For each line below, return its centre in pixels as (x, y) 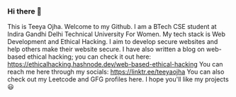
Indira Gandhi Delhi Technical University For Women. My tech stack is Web (116, 34)
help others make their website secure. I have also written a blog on (106, 50)
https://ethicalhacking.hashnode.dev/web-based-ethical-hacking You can (115, 64)
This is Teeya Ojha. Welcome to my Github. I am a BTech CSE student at (112, 27)
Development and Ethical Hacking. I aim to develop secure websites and (113, 42)
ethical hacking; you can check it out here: (89, 57)
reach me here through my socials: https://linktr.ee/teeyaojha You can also (116, 72)
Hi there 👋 (25, 11)
